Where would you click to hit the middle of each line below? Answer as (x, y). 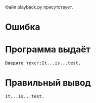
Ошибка (23, 27)
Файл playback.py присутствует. (39, 7)
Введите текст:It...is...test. (43, 63)
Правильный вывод (48, 83)
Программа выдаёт (48, 50)
